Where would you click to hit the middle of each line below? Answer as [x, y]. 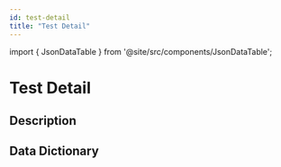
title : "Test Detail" [50, 26]
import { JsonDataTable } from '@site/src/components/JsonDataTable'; [141, 51]
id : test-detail [40, 18]
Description [43, 121]
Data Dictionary [54, 151]
